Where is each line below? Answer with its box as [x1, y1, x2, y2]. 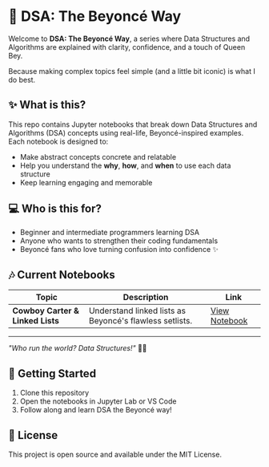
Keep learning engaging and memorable [19, 177, 153, 187]
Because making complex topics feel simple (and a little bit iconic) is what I [8, 66, 256, 75]
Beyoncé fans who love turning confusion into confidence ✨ [19, 244, 219, 254]
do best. [8, 75, 36, 84]
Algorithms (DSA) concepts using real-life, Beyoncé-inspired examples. [8, 128, 244, 137]
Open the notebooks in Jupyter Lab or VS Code [19, 396, 177, 406]
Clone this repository [19, 388, 90, 398]
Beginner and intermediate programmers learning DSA [19, 227, 200, 237]
